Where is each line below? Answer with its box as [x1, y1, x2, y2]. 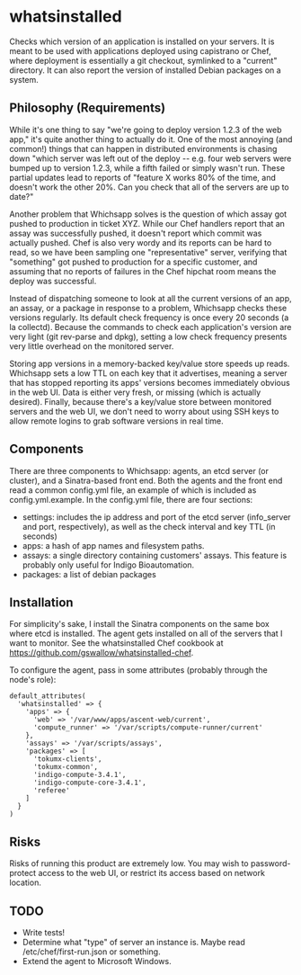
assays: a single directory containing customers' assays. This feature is [22, 550, 288, 560]
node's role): [9, 675, 57, 685]
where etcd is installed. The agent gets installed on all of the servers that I [9, 628, 283, 640]
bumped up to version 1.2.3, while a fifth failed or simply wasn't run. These [9, 162, 286, 173]
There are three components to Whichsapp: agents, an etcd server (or [9, 465, 270, 476]
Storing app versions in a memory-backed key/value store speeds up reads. [9, 358, 290, 369]
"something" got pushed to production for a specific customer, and [9, 256, 258, 267]
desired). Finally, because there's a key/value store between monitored [9, 396, 272, 407]
